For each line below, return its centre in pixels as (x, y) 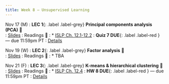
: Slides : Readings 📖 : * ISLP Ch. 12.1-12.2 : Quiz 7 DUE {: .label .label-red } (82, 35)
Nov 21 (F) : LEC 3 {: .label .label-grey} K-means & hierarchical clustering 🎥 (84, 65)
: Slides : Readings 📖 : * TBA (35, 56)
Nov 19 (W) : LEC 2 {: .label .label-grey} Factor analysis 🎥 (65, 50)
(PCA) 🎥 (14, 30)
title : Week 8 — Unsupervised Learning (47, 10)
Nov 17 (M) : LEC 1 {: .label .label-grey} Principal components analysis (79, 24)
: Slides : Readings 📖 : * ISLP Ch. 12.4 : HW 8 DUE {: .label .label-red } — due (84, 71)
